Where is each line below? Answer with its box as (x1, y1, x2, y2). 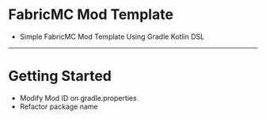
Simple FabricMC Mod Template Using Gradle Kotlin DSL (19, 32, 205, 41)
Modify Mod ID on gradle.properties (19, 93, 137, 102)
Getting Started (8, 67, 112, 85)
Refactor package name (19, 102, 98, 111)
